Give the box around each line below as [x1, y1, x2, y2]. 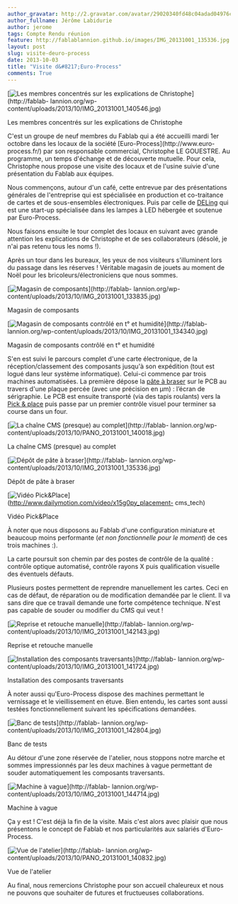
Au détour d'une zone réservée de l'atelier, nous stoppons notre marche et [7, 753, 225, 762]
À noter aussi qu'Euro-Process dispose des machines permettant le [7, 689, 205, 698]
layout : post [7, 43, 46, 50]
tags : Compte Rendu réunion [7, 30, 91, 38]
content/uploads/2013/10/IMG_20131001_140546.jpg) [7, 104, 161, 113]
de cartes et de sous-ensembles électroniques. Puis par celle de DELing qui [7, 198, 229, 206]
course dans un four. [7, 407, 68, 415]
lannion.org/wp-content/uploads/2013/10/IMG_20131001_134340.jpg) [7, 327, 208, 335]
